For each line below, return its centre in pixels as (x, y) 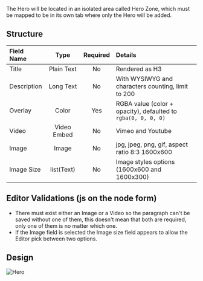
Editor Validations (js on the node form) (82, 199)
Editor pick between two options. (56, 239)
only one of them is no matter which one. (66, 225)
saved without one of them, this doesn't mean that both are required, (101, 219)
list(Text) (63, 169)
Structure (25, 34)
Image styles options (145, 161)
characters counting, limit (152, 86)
